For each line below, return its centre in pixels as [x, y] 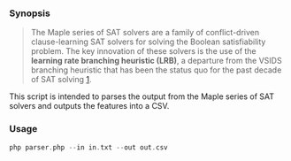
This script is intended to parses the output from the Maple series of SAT [142, 96]
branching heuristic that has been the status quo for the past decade [156, 70]
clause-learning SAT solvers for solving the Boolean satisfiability [148, 42]
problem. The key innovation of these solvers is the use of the [143, 51]
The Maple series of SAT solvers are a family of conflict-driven [145, 33]
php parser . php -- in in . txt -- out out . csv [88, 147]
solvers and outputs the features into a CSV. [89, 106]
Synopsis [30, 13]
